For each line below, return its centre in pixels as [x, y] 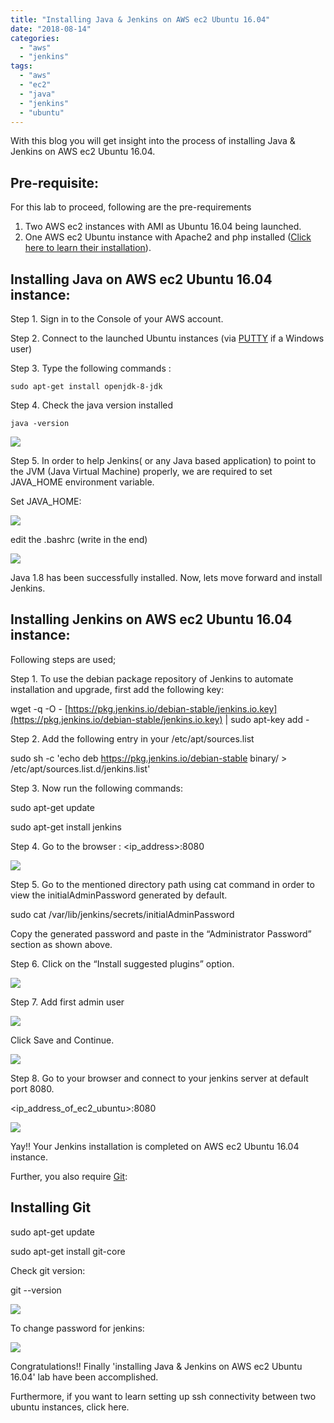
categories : [35, 38]
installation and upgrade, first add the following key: [117, 689]
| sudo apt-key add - [267, 719]
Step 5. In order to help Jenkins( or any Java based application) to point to [163, 460]
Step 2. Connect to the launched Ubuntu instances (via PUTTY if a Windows [167, 338]
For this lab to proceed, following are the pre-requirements [131, 207]
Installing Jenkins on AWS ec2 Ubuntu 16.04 [151, 619]
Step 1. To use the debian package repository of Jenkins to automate [152, 678]
